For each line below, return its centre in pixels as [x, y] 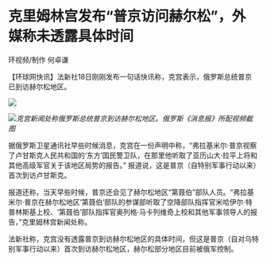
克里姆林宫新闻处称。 [57, 222]
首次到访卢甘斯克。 [40, 175]
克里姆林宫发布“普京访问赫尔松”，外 [127, 16]
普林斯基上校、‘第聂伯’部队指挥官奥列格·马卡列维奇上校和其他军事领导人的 [130, 212]
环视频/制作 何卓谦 [39, 60]
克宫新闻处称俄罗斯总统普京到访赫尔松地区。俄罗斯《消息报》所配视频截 [134, 118]
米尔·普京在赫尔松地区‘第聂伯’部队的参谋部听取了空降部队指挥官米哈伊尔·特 [130, 202]
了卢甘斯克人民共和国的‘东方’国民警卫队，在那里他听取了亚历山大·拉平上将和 [133, 155]
